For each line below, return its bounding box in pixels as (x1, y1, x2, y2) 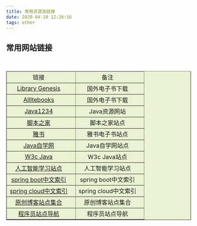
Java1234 (24, 107, 53, 115)
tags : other (6, 19, 35, 25)
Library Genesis (16, 85, 60, 93)
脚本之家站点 (90, 119, 125, 127)
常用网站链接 (6, 42, 53, 53)
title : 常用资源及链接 (6, 8, 56, 15)
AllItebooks (23, 96, 55, 104)
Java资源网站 (89, 107, 126, 116)
